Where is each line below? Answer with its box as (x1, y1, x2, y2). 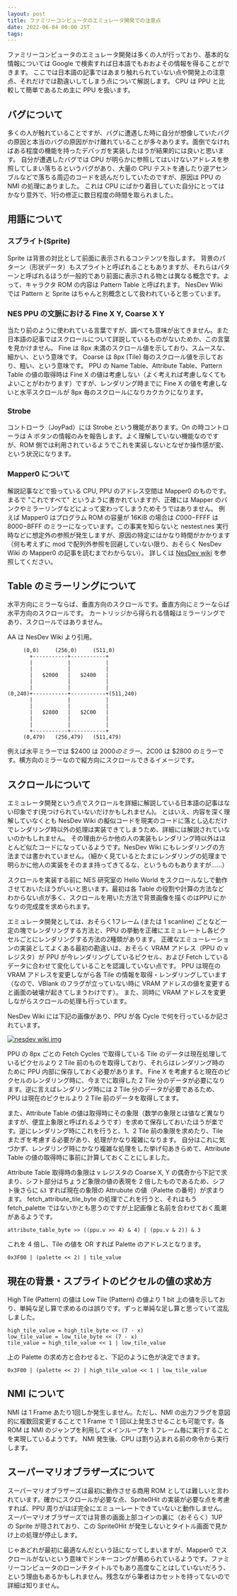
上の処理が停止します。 (13, 1530, 81, 1539)
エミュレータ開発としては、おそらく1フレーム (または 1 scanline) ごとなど (7, 918, 221, 926)
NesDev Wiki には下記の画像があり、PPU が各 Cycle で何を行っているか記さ (7, 1012, 229, 1020)
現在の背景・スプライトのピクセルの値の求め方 (7, 1275, 212, 1287)
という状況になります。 (7, 450, 76, 458)
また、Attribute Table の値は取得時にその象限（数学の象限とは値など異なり (7, 1109, 226, 1117)
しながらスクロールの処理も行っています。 (7, 997, 131, 1005)
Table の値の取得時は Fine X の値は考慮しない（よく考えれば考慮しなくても (7, 370, 226, 379)
